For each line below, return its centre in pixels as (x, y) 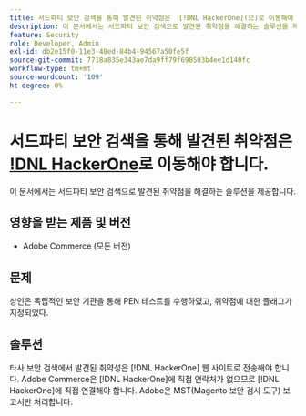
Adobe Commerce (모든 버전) (77, 246)
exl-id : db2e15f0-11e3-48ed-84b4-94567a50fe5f (99, 52)
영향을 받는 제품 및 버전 (71, 223)
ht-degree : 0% (36, 86)
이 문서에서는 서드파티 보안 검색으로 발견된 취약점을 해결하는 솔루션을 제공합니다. (153, 191)
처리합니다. (53, 402)
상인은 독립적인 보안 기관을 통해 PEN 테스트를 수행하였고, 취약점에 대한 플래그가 (151, 301)
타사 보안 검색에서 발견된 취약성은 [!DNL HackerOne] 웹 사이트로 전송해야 (141, 368)
